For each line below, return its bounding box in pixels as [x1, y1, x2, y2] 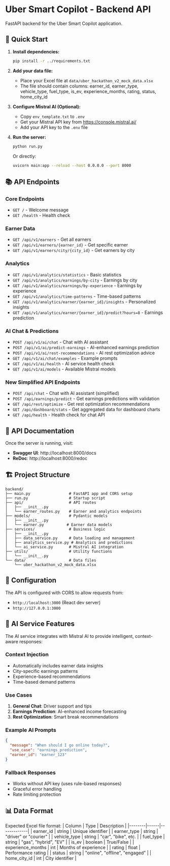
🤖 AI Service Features [5, 620, 75, 628]
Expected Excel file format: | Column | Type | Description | [5, 822, 127, 829]
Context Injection [5, 651, 49, 658]
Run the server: [12, 134, 47, 140]
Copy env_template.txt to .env [20, 113, 85, 119]
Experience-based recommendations [12, 673, 91, 679]
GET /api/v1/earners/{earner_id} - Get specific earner [12, 242, 128, 248]
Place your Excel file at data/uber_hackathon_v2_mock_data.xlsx [20, 77, 153, 83]
